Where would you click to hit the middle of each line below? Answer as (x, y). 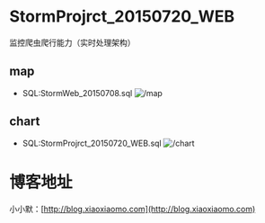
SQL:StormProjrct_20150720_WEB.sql (92, 143)
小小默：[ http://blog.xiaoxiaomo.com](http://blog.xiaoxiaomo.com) (132, 209)
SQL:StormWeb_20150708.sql (77, 93)
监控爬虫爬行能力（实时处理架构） (72, 42)
